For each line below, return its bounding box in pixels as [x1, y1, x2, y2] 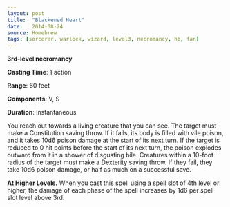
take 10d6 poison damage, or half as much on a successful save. [7, 166, 192, 174]
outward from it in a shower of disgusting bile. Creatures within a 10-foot [7, 151, 214, 159]
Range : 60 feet [7, 81, 50, 90]
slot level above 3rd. [7, 194, 65, 202]
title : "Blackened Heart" [7, 17, 85, 23]
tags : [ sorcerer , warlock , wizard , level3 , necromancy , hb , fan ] [7, 36, 200, 43]
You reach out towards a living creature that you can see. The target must [7, 121, 217, 130]
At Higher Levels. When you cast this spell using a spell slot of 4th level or [7, 179, 220, 187]
